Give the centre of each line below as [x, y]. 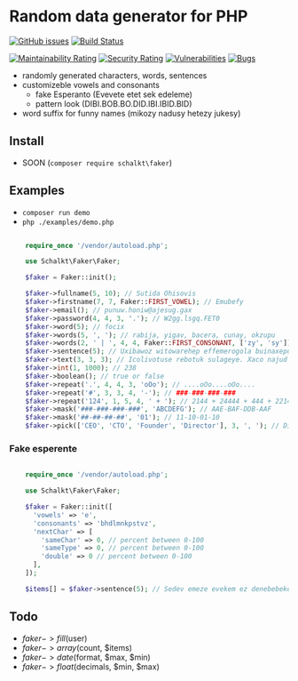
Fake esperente [43, 448]
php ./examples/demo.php [68, 222]
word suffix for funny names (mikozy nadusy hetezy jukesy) [131, 113]
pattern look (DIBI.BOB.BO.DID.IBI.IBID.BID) [114, 103]
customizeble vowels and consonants [90, 84]
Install [27, 141]
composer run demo [56, 212]
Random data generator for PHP [129, 16]
